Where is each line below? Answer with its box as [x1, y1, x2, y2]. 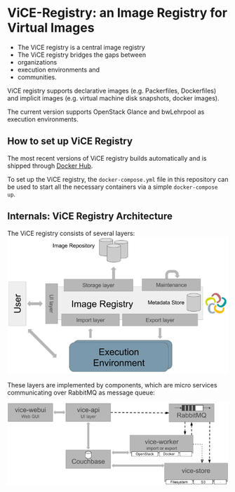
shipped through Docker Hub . [7, 161, 93, 170]
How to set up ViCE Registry [7, 135, 133, 147]
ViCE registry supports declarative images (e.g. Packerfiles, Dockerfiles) [7, 86, 217, 95]
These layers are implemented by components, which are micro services [7, 380, 217, 389]
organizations [17, 58, 58, 66]
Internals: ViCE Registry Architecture [7, 211, 173, 222]
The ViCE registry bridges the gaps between [17, 51, 146, 59]
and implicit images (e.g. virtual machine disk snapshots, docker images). [7, 93, 220, 102]
